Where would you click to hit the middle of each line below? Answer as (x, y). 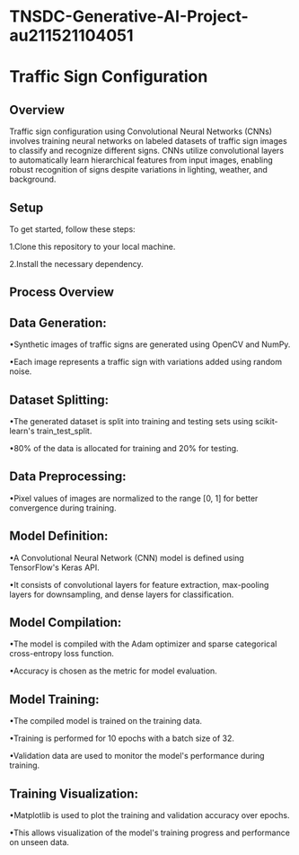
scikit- (266, 422)
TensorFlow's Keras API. (55, 567)
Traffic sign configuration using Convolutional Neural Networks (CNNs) (141, 131)
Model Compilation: (66, 623)
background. (33, 179)
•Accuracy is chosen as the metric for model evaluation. (113, 671)
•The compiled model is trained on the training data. (106, 721)
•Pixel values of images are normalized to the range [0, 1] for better (134, 498)
